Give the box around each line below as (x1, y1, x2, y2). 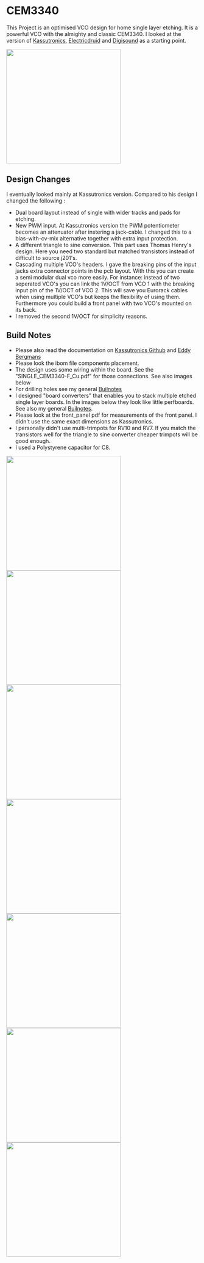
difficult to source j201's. (15, 254, 77, 261)
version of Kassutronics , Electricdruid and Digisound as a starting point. (6, 37, 187, 44)
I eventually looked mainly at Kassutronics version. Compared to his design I (6, 190, 198, 198)
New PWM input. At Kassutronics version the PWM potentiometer (15, 221, 180, 229)
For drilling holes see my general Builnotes (15, 385, 122, 392)
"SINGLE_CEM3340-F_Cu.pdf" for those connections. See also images (15, 372, 193, 380)
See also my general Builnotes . (15, 405, 93, 412)
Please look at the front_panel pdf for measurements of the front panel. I (15, 411, 197, 419)
